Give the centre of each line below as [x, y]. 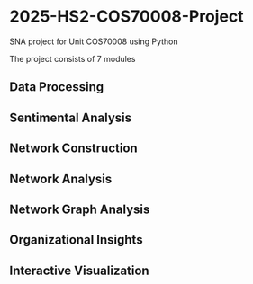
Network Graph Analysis [80, 209]
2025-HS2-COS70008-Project [127, 17]
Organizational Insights [76, 240]
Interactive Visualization [80, 270]
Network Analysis [61, 178]
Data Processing [57, 87]
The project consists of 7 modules [72, 58]
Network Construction [73, 149]
